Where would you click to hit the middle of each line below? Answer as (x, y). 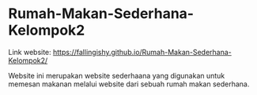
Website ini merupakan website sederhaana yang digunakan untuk (117, 75)
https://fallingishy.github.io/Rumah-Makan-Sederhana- (142, 52)
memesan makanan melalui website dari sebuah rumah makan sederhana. (129, 84)
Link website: (30, 52)
